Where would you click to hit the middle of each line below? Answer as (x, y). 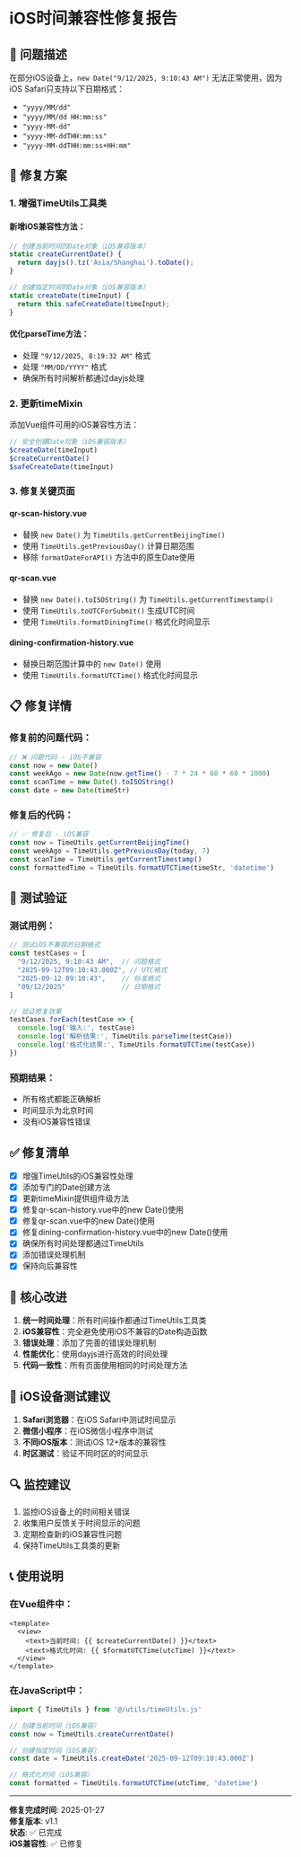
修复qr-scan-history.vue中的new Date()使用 (103, 1210)
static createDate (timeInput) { (69, 296)
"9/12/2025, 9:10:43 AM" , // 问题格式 (89, 962)
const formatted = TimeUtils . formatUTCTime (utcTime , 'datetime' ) (133, 1783)
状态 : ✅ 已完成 (36, 1833)
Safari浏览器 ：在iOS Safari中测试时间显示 (99, 1419)
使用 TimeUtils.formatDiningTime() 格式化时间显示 (116, 622)
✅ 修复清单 (39, 1152)
